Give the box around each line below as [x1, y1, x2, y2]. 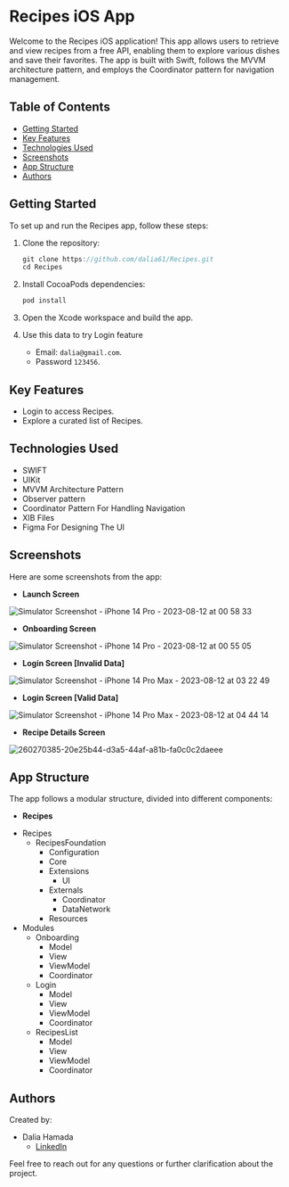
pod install [21, 296, 67, 305]
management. [9, 73, 60, 84]
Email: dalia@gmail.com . [35, 347, 123, 358]
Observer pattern [21, 493, 86, 504]
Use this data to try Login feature [21, 330, 144, 341]
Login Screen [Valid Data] [21, 692, 119, 703]
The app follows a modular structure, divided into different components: [9, 794, 273, 804]
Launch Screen [21, 589, 80, 599]
